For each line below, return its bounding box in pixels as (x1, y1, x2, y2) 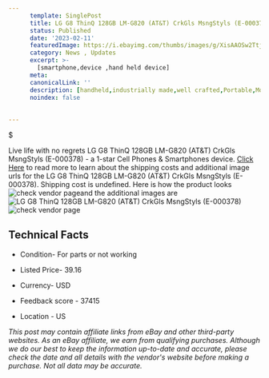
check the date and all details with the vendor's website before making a (8, 352, 250, 362)
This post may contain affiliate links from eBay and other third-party (8, 327, 235, 336)
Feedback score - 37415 (19, 296, 100, 305)
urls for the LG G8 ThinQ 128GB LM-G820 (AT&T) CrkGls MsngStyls (8, 171, 231, 181)
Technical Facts (8, 229, 90, 242)
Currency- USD (19, 281, 71, 290)
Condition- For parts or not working (19, 249, 138, 259)
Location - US (19, 311, 66, 320)
